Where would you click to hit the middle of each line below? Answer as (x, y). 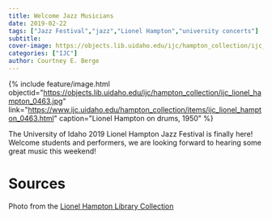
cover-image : (30, 46)
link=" (18, 109)
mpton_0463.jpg (36, 101)
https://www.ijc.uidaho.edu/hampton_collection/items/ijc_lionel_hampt (144, 109)
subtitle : (25, 38)
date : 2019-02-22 (38, 23)
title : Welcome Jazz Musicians (61, 16)
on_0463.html (31, 118)
